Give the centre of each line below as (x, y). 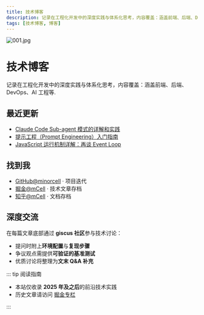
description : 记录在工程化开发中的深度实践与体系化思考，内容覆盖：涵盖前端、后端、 (101, 18)
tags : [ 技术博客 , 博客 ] (34, 23)
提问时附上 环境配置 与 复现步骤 (52, 246)
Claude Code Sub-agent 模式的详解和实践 (67, 129)
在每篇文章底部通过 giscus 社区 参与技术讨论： (64, 233)
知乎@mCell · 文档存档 (43, 196)
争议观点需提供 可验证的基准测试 (55, 253)
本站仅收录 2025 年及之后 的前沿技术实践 (66, 286)
